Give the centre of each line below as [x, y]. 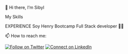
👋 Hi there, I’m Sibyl [25, 7]
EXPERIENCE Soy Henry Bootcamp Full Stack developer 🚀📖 [64, 26]
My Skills [14, 17]
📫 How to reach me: [26, 36]
